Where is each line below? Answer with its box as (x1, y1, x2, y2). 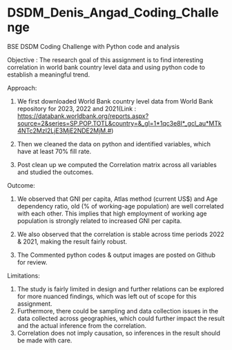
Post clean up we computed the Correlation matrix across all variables (17, 160, 217, 168)
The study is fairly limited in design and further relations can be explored (17, 284, 224, 293)
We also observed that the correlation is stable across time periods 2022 (17, 230, 224, 238)
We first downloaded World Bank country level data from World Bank (17, 97, 213, 105)
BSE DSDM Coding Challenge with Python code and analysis (7, 42, 180, 50)
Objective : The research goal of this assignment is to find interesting (7, 55, 204, 64)
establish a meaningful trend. (7, 70, 90, 79)
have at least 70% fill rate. (17, 147, 92, 155)
